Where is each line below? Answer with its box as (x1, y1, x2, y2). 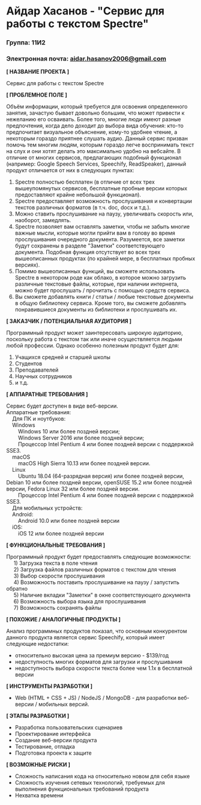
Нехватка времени (14, 792, 64, 799)
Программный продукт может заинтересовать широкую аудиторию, (6, 329, 183, 337)
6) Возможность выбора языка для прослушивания (13, 598, 146, 605)
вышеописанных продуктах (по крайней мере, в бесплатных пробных (14, 255, 196, 262)
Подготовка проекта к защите (14, 749, 92, 757)
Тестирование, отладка (14, 743, 75, 750)
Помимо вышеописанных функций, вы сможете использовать (14, 268, 175, 275)
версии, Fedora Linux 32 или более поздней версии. (6, 485, 140, 493)
